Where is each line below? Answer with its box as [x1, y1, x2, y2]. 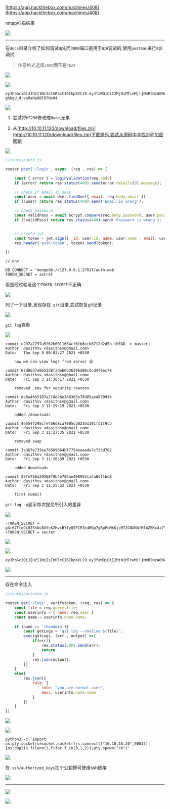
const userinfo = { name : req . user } [14, 610, 94, 615]
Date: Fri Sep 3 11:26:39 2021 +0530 [5, 457, 90, 462]
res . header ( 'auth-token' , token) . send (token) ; [14, 240, 114, 246]
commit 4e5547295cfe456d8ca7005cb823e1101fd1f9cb [5, 421, 112, 426]
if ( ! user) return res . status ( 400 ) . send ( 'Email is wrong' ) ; [14, 199, 144, 204]
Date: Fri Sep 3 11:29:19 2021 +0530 [5, 403, 90, 409]
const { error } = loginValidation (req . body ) [14, 175, 112, 181]
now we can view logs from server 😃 [14, 359, 94, 365]
